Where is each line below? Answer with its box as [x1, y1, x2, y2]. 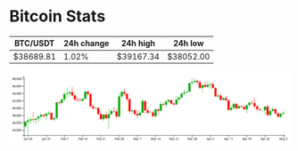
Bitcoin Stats [9, 6, 106, 27]
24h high [120, 38, 156, 49]
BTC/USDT [14, 38, 55, 49]
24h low [172, 38, 204, 49]
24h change [63, 38, 110, 49]
